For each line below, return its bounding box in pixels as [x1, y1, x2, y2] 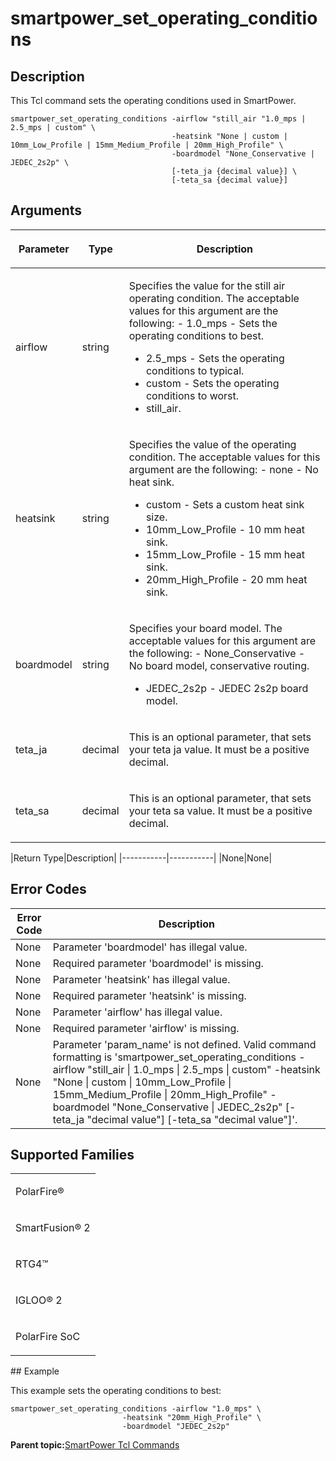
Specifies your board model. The [128, 621, 283, 635]
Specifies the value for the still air [128, 278, 286, 292]
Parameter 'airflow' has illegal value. [52, 1005, 223, 1019]
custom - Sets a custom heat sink [145, 497, 305, 511]
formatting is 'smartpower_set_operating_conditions [52, 1050, 297, 1064]
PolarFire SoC [15, 1330, 81, 1344]
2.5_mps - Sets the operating [145, 351, 285, 365]
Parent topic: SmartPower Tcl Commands [10, 1439, 180, 1451]
